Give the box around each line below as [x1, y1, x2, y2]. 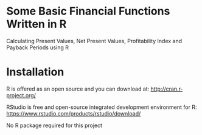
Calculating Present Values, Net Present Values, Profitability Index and [6, 37, 183, 44]
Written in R [6, 17, 67, 31]
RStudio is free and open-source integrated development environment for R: [6, 103, 197, 111]
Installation [6, 65, 64, 79]
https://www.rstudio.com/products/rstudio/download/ [6, 109, 141, 117]
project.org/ [6, 91, 37, 99]
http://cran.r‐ [150, 85, 183, 92]
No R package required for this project [6, 122, 102, 129]
